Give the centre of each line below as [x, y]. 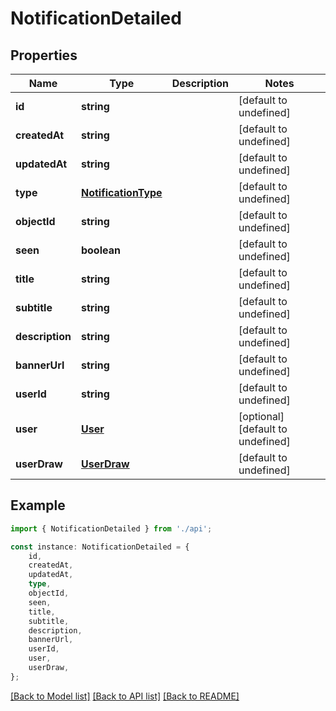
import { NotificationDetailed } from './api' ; [111, 528]
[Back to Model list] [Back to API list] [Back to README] [125, 696]
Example [38, 505]
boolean [100, 250]
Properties [44, 55]
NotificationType [121, 192]
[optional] [261, 416]
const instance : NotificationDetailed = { [100, 547]
